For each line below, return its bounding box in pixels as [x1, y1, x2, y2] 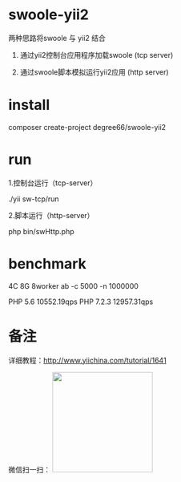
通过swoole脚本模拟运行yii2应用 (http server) [19, 67, 170, 77]
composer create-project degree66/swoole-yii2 [8, 122, 167, 132]
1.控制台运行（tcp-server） [8, 178, 98, 188]
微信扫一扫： [8, 464, 50, 474]
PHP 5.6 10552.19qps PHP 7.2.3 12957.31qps [8, 297, 154, 306]
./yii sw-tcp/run [8, 194, 59, 204]
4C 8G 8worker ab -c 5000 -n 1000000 [8, 281, 139, 290]
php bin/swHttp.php [8, 226, 74, 236]
